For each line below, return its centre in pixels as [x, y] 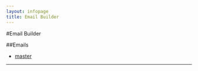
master [23, 56]
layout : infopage [27, 11]
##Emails [17, 45]
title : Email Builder [33, 17]
